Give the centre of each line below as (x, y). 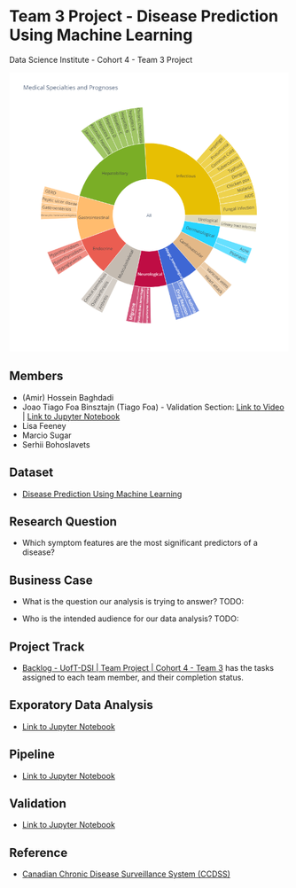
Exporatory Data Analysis (81, 705)
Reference (39, 853)
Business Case (51, 580)
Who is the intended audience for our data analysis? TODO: (130, 619)
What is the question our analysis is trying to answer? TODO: (133, 602)
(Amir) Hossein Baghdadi (68, 397)
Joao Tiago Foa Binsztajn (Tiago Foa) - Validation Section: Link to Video (153, 407)
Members (36, 376)
